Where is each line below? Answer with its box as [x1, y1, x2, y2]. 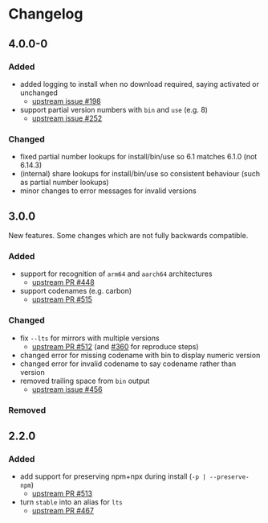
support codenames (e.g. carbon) [19, 286, 132, 296]
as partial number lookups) [19, 178, 110, 187]
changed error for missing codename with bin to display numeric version [19, 350, 261, 360]
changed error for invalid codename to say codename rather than [19, 359, 237, 369]
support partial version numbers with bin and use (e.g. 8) [19, 105, 209, 114]
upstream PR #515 [31, 294, 92, 304]
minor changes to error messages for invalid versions [19, 186, 197, 196]
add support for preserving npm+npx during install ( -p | [19, 472, 207, 481]
